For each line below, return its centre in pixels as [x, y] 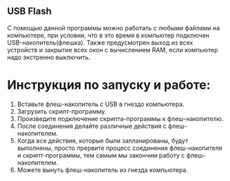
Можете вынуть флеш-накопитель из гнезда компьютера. [102, 170]
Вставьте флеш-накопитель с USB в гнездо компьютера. [101, 104]
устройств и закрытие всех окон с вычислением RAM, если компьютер [113, 50]
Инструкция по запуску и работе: [109, 85]
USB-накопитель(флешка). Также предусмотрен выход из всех [100, 42]
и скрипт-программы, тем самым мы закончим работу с [101, 155]
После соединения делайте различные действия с [92, 126]
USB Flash [30, 11]
